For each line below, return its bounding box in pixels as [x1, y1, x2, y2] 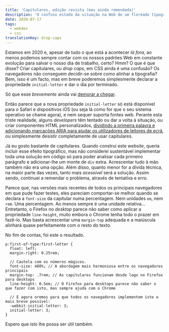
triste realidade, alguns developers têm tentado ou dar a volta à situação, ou [5, 117, 163, 123]
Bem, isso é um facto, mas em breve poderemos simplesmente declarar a [5, 76, 158, 82]
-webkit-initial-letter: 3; [10, 303, 69, 308]
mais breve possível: [5, 299, 51, 304]
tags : [5, 21, 17, 27]
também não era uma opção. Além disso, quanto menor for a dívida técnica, [5, 164, 162, 170]
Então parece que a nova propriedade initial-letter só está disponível [5, 101, 155, 107]
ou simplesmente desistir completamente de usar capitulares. [5, 133, 133, 139]
